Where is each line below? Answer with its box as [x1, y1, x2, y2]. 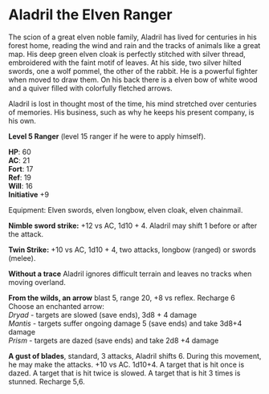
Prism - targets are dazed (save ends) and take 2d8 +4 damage [8, 335, 219, 345]
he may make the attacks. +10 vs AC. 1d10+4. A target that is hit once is [8, 359, 245, 369]
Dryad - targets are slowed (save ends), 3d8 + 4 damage [8, 310, 198, 319]
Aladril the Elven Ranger [8, 6, 173, 24]
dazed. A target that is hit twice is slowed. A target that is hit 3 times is [8, 368, 241, 378]
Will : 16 [8, 181, 34, 190]
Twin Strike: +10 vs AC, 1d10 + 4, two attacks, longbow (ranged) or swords [8, 245, 257, 254]
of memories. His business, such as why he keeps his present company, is [8, 107, 255, 117]
